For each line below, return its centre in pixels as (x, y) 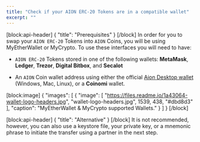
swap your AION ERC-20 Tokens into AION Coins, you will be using (86, 41)
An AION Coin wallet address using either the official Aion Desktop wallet (104, 77)
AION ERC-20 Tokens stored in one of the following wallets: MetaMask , (102, 59)
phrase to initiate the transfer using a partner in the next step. (82, 132)
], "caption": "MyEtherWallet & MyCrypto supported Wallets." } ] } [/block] (97, 108)
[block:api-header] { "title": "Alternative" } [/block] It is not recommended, (98, 119)
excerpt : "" (21, 17)
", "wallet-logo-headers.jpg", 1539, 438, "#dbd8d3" (129, 101)
